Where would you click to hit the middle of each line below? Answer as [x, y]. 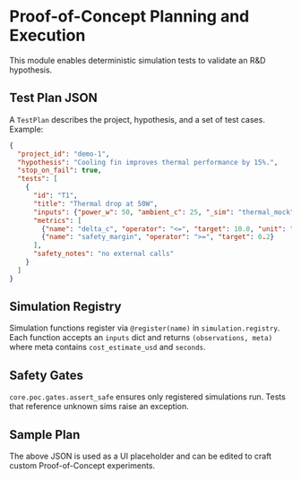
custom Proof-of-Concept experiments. [82, 466]
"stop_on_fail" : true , [60, 171]
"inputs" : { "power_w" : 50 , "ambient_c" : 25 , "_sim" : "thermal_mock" [163, 212]
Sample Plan [45, 435]
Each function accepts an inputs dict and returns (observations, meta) [141, 338]
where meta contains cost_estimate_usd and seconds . [107, 347]
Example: [26, 129]
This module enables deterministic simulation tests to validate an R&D [138, 60]
